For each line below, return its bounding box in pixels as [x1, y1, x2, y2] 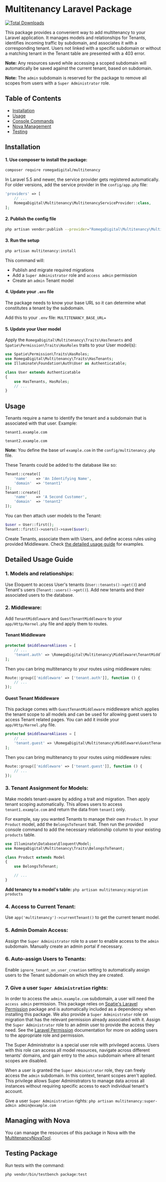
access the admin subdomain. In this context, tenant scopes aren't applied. [5, 1073, 157, 1079]
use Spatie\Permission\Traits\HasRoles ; [5, 352, 90, 357]
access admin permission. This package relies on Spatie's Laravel [5, 1001, 138, 1007]
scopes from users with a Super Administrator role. [5, 80, 110, 86]
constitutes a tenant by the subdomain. [5, 305, 85, 311]
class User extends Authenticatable [5, 370, 81, 375]
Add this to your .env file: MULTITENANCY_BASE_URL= [5, 315, 106, 321]
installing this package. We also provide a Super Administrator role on [5, 1011, 148, 1017]
